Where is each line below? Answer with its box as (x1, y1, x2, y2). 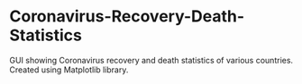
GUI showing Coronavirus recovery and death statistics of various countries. (9, 55, 294, 65)
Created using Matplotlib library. (9, 64, 129, 75)
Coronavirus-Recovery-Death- (9, 6, 245, 27)
